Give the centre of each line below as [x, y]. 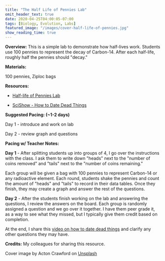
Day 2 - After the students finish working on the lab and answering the [77, 198]
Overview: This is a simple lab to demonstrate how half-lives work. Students [83, 47]
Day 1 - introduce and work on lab [39, 124]
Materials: [16, 67]
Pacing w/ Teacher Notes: [32, 143]
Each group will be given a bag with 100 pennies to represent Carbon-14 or [81, 173]
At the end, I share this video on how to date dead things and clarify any [78, 229]
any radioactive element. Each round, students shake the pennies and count [82, 178]
